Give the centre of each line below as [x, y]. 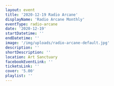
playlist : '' [19, 76]
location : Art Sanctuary [31, 57]
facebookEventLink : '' [29, 62]
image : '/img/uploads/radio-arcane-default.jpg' [58, 43]
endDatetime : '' [22, 38]
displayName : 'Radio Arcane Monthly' [45, 19]
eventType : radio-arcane [31, 24]
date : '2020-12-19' [26, 29]
